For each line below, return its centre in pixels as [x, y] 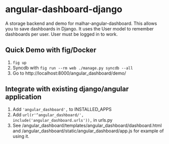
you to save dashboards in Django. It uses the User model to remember [80, 28]
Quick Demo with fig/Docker [51, 50]
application [24, 97]
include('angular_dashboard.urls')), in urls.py [62, 120]
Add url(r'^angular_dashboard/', [48, 115]
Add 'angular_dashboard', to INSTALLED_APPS [62, 109]
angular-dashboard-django [64, 9]
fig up [19, 63]
